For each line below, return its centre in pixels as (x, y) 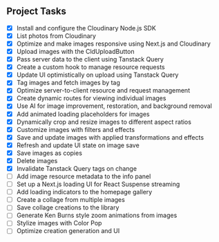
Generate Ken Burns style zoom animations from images (97, 215)
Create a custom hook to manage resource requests (91, 67)
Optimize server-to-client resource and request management (103, 91)
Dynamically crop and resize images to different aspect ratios (104, 122)
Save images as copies (49, 153)
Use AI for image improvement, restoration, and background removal (114, 106)
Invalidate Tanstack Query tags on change (77, 168)
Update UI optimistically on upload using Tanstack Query (97, 75)
